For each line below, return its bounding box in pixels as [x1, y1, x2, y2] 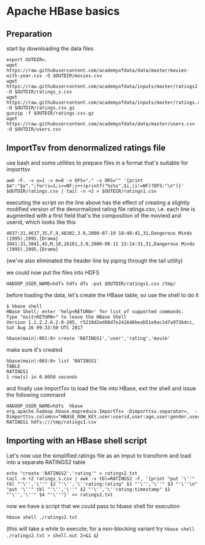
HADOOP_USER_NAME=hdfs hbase [6, 402, 84, 409]
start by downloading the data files [6, 45, 94, 52]
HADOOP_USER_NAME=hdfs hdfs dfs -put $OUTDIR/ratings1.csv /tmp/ [6, 280, 176, 287]
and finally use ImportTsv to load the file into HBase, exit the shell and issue [6, 384, 196, 392]
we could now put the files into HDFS [6, 269, 99, 276]
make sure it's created [6, 346, 63, 353]
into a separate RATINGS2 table [6, 458, 86, 465]
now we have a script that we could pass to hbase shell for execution [6, 502, 180, 510]
